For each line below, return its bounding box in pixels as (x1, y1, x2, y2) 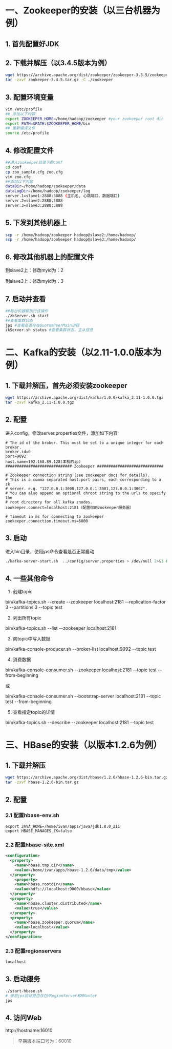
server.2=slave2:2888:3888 (5, 198, 63, 203)
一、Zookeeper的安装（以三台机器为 (5, 5, 160, 16)
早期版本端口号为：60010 (17, 1038, 72, 1044)
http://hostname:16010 (5, 1027, 53, 1034)
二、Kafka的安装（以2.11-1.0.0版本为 (5, 346, 162, 358)
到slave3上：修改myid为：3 (5, 278, 64, 284)
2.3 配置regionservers (5, 947, 61, 955)
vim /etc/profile (5, 106, 42, 112)
